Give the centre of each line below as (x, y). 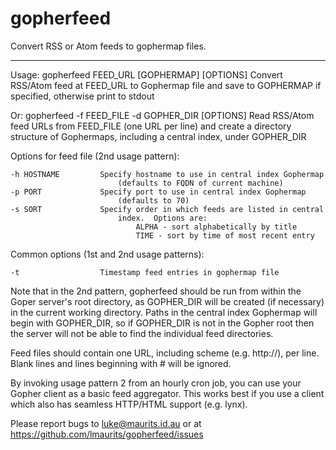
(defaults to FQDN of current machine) (200, 183)
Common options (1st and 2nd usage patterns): (107, 254)
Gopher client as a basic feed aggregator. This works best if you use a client (167, 393)
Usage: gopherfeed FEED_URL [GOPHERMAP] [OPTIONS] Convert (146, 74)
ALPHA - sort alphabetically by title (216, 227)
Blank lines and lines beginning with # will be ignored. (121, 363)
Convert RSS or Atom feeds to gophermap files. (108, 46)
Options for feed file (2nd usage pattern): (95, 156)
